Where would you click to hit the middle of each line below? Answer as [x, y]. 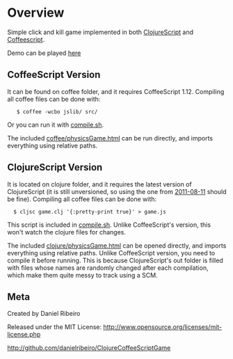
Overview [36, 13]
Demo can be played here [44, 53]
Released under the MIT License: [55, 327]
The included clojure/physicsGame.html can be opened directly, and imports [117, 246]
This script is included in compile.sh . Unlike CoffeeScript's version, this [109, 225]
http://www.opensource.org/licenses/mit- [163, 327]
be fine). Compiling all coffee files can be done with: [82, 199]
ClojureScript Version [55, 167]
